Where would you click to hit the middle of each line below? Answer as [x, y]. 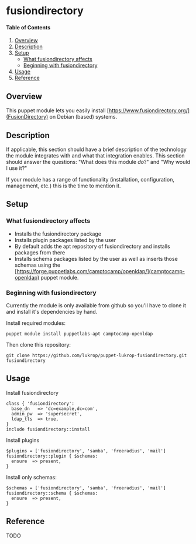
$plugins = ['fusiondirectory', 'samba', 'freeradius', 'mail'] [86, 451]
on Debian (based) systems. [83, 117]
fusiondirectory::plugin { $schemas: [52, 456]
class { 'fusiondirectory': [40, 404]
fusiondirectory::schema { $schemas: [52, 493]
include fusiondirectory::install [48, 429]
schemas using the [37, 265]
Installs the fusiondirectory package [58, 234]
